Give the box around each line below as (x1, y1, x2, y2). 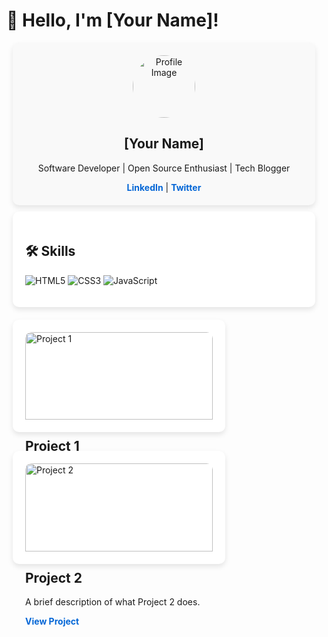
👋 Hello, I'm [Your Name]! (6, 9, 219, 32)
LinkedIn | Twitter (126, 181, 202, 193)
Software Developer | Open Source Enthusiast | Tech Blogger (37, 162, 291, 174)
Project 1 (25, 437, 80, 454)
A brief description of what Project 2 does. (25, 596, 201, 608)
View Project (25, 615, 80, 627)
